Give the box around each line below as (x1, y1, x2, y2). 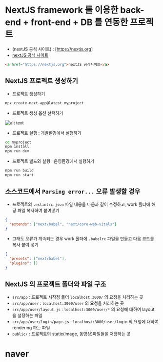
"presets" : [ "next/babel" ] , (9, 256, 67, 261)
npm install (5, 144, 29, 149)
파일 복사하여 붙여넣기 (17, 207, 60, 213)
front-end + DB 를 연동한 (31, 17, 128, 28)
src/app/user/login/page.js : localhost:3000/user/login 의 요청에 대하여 (12, 318, 159, 324)
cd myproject (5, 140, 32, 145)
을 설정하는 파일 (12, 312, 42, 318)
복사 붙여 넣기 (12, 242, 39, 248)
